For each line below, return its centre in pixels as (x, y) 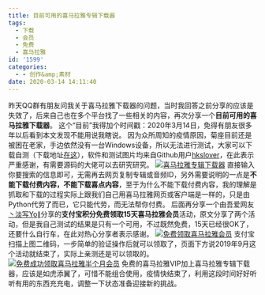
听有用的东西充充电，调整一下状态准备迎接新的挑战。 (95, 283)
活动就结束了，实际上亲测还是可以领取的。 (84, 253)
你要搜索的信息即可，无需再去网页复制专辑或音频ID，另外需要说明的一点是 (129, 174)
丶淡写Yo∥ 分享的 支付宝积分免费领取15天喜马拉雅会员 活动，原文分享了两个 (128, 214)
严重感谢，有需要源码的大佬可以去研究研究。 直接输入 (131, 165)
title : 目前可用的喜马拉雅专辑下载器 (62, 15)
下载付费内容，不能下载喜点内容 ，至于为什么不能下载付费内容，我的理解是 (136, 184)
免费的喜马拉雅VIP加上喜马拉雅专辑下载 (186, 263)
